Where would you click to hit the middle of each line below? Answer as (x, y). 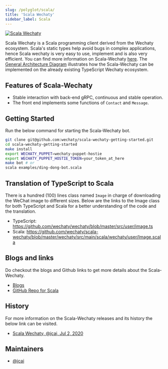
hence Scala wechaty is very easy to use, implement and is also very (76, 54)
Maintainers (25, 349)
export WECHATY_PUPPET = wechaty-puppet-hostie (53, 154)
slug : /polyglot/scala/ (30, 10)
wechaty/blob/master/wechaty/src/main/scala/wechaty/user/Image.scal (87, 237)
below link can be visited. (31, 323)
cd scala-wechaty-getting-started (41, 144)
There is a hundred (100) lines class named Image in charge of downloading (83, 195)
